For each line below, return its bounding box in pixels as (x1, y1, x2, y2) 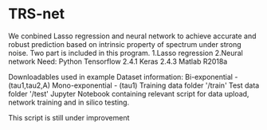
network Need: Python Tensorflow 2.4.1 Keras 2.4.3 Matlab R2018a (8, 57, 228, 66)
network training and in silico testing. (8, 97, 130, 107)
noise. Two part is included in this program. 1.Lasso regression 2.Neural (8, 48, 243, 57)
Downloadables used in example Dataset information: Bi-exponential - (8, 72, 238, 81)
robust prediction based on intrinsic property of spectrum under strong (8, 39, 241, 49)
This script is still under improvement (8, 112, 130, 122)
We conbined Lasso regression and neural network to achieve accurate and (8, 31, 257, 41)
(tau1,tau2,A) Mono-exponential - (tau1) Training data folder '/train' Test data (8, 81, 260, 90)
